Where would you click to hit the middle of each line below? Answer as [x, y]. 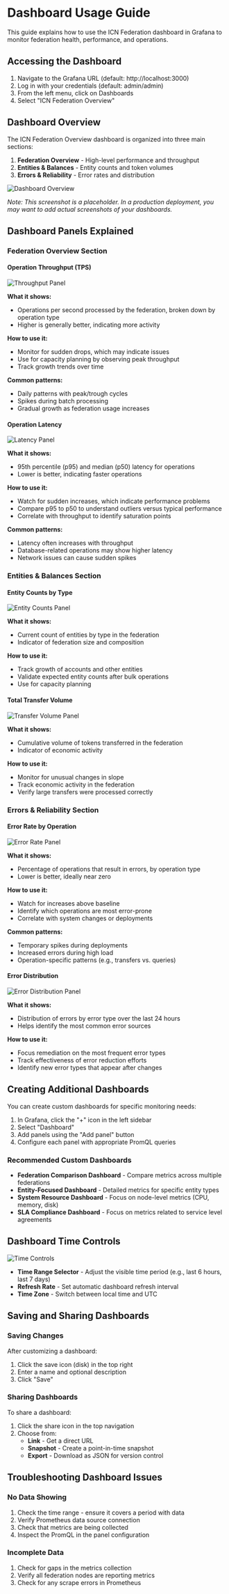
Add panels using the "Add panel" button [76, 1134]
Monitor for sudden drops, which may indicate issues [93, 352]
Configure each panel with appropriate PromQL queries [96, 1142]
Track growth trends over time [60, 366]
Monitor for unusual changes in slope [70, 777]
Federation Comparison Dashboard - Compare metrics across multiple [119, 1175]
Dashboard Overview [54, 122]
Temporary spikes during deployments [73, 945]
